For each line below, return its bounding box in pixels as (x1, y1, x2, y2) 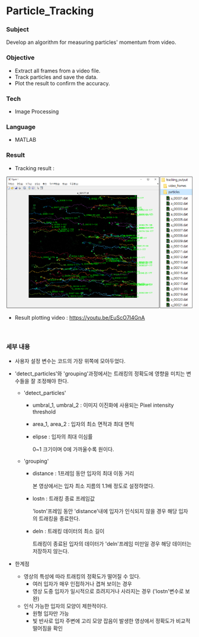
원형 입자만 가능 (32, 610, 69, 617)
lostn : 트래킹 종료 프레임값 (32, 495, 95, 502)
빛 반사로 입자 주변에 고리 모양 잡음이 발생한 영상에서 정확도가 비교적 (32, 617, 191, 624)
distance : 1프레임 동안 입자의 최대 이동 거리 (32, 470, 134, 477)
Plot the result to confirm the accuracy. (14, 79, 110, 87)
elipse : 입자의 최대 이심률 (32, 433, 93, 440)
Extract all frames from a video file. (14, 67, 101, 74)
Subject (6, 26, 30, 34)
